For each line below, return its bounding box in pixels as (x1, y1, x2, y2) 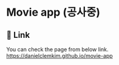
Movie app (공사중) (6, 5, 101, 19)
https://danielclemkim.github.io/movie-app (6, 52, 114, 59)
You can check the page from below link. (6, 46, 109, 53)
